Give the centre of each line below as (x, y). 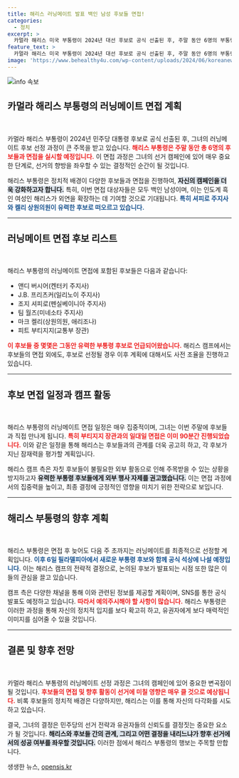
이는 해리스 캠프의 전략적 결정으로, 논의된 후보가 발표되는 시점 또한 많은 (121, 568)
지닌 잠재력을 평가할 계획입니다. (51, 454)
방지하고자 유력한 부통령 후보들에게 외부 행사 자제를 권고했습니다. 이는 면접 (110, 478)
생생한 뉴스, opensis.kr (40, 767)
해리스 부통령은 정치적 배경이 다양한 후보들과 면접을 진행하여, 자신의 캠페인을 (113, 180)
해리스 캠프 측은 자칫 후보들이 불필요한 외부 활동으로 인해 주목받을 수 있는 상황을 (118, 469)
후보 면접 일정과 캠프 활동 (59, 395)
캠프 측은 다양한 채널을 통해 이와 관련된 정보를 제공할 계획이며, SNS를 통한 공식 (117, 592)
